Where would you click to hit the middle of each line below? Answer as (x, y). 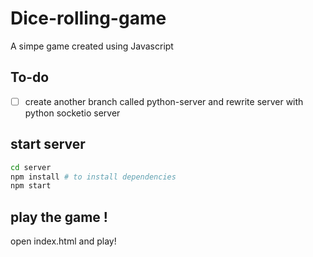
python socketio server (72, 113)
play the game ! (59, 217)
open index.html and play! (63, 241)
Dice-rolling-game (88, 18)
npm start (31, 186)
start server (48, 144)
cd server (31, 167)
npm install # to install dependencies (93, 177)
